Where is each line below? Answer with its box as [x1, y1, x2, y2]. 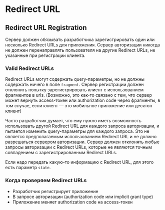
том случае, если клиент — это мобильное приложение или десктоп [5, 103, 152, 109]
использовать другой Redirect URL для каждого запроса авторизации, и [5, 123, 159, 129]
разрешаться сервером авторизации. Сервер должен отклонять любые [5, 139, 160, 145]
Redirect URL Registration [5, 23, 87, 32]
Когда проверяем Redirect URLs [5, 177, 87, 184]
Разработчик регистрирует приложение [12, 188, 98, 194]
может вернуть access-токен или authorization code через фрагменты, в [5, 97, 160, 103]
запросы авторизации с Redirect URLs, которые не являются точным [5, 144, 152, 150]
